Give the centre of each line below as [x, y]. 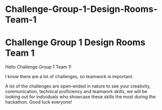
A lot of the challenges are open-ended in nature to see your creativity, [78, 86]
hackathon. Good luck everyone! [39, 102]
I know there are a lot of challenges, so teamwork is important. [69, 77]
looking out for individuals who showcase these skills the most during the [81, 97]
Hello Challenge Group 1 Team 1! [38, 67]
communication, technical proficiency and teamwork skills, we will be [76, 92]
